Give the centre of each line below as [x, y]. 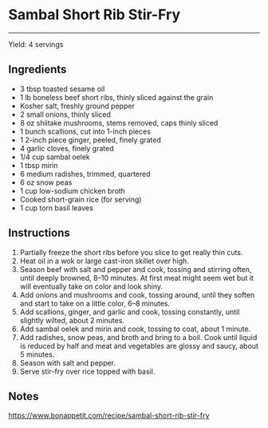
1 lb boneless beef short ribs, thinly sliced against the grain [116, 97]
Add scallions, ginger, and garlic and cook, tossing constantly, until [130, 312]
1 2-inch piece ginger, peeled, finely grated [91, 140]
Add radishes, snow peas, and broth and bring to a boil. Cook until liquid [138, 337]
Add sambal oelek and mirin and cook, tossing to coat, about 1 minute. [135, 329]
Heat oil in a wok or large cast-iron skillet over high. [104, 261]
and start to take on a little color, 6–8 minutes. [95, 303]
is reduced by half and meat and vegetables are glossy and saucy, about [139, 346]
